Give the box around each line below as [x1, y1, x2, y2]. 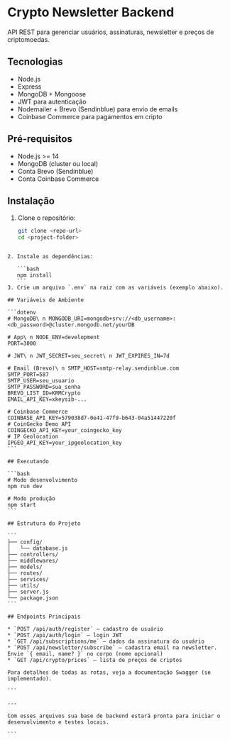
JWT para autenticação [17, 97, 87, 106]
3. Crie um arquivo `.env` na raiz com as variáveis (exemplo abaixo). [7, 285, 224, 292]
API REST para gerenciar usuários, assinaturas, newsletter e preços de [7, 28, 214, 36]
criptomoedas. [7, 35, 50, 43]
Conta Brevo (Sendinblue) [17, 167, 94, 175]
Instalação [7, 194, 55, 206]
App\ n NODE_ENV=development [13, 334, 100, 341]
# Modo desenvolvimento [7, 477, 78, 484]
